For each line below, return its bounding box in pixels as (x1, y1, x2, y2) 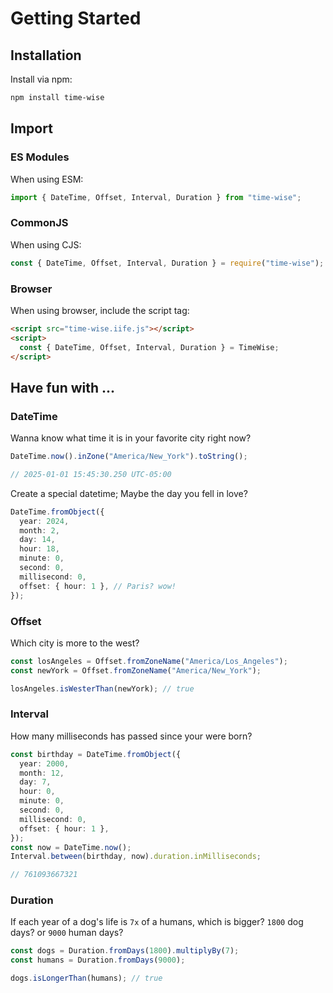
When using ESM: (10, 173, 84, 185)
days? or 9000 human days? (10, 927, 124, 939)
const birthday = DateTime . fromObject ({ (10, 749, 182, 759)
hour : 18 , (19, 544, 60, 554)
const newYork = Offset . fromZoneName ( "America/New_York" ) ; (10, 665, 262, 676)
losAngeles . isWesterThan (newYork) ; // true (10, 683, 195, 694)
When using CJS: (10, 238, 82, 251)
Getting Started (10, 7, 142, 30)
